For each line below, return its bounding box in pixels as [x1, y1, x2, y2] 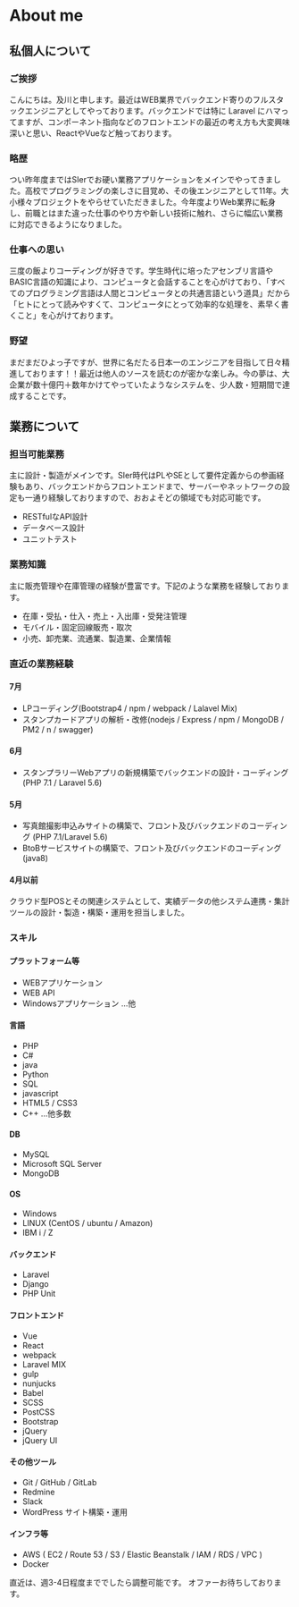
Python [21, 1069, 49, 1079]
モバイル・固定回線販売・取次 [21, 622, 132, 632]
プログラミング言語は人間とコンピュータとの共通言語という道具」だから [24, 288, 291, 299]
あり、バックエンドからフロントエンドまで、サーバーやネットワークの [24, 481, 283, 492]
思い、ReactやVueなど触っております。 [32, 127, 177, 139]
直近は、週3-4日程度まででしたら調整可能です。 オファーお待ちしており [9, 1577, 274, 1588]
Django [21, 1279, 49, 1290]
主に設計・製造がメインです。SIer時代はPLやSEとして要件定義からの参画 [9, 470, 277, 481]
